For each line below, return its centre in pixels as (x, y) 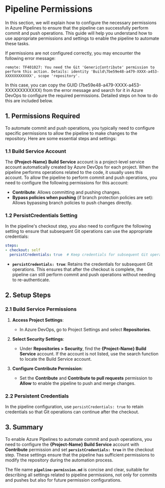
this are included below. (29, 100)
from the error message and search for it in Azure (93, 90)
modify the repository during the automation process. (59, 460)
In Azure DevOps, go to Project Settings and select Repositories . (85, 329)
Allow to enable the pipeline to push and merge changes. (78, 383)
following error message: (30, 58)
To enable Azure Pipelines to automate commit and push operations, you (79, 439)
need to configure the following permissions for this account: (67, 183)
